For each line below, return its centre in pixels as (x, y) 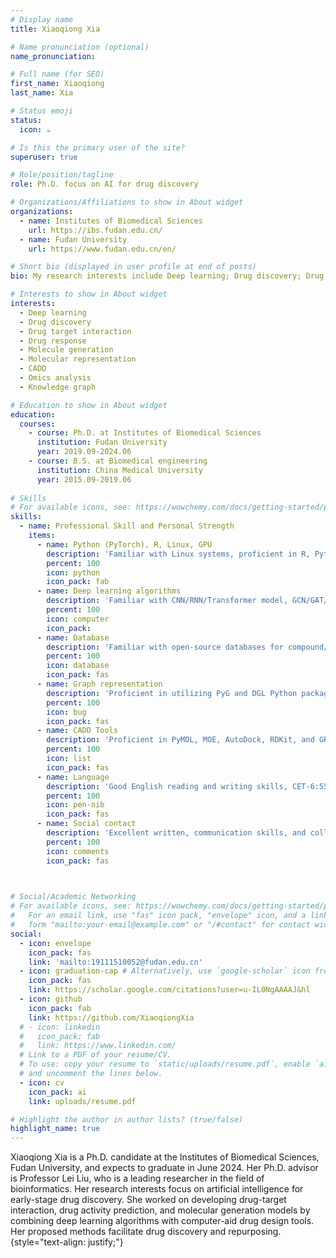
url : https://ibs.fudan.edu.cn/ (95, 230)
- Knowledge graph (58, 387)
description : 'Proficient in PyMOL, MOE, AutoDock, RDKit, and (180, 740)
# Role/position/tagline (62, 175)
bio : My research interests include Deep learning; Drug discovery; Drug (167, 276)
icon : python (73, 572)
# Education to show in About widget (89, 405)
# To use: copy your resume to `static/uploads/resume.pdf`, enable (165, 1064)
